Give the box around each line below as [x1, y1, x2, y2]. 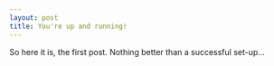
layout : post [9, 13, 59, 23]
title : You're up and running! [9, 22, 128, 31]
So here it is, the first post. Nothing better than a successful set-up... [9, 46, 265, 57]
